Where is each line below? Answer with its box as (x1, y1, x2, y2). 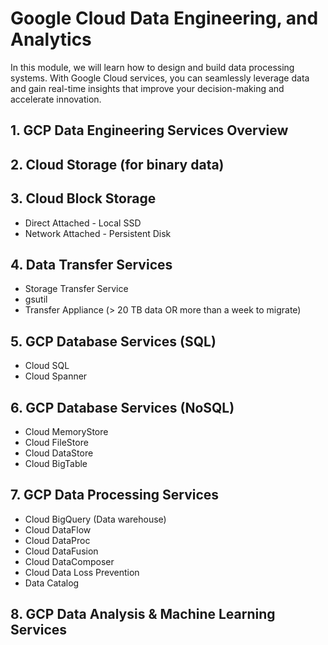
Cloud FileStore (24, 436, 89, 448)
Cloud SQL (24, 360, 70, 372)
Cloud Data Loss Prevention (24, 566, 140, 578)
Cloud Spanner (24, 370, 88, 382)
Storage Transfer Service (24, 283, 129, 295)
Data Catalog (24, 577, 80, 589)
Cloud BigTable (24, 457, 88, 469)
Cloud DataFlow (24, 523, 92, 536)
